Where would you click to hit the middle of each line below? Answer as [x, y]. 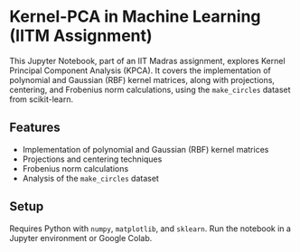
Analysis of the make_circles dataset [91, 178]
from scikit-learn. [42, 99]
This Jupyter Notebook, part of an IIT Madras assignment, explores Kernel [148, 61]
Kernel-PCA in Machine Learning [135, 17]
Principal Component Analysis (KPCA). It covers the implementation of [140, 70]
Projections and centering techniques [92, 159]
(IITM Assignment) [81, 36]
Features [35, 128]
